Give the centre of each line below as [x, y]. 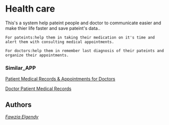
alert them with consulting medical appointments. [60, 42]
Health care [30, 9]
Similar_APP [21, 68]
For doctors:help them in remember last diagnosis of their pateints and [85, 51]
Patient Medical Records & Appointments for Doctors [60, 79]
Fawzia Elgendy [22, 117]
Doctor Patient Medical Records [38, 89]
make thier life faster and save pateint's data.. [53, 28]
